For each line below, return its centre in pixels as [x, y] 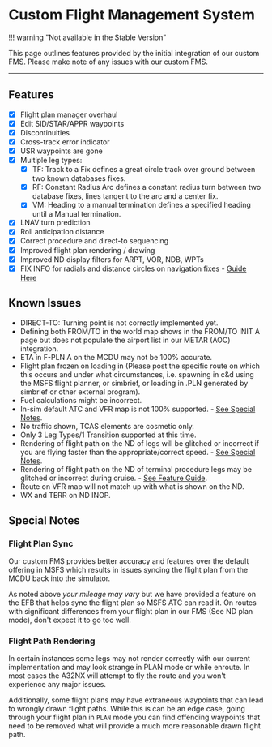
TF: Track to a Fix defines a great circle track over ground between [144, 170]
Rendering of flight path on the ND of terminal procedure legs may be [136, 469]
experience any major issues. [57, 685]
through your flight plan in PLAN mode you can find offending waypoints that [134, 717]
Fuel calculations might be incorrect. [81, 400]
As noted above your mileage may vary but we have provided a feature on [132, 595]
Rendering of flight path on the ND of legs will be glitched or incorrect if [140, 443]
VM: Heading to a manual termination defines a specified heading [141, 205]
